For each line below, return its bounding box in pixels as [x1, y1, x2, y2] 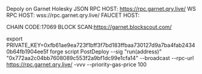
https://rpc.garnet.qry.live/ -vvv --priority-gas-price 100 [6, 61, 147, 68]
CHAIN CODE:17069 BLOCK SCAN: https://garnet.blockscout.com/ [6, 24, 172, 30]
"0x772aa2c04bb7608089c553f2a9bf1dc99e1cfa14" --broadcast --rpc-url [6, 55, 194, 61]
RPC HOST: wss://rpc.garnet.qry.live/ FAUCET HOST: [6, 12, 140, 19]
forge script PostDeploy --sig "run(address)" [49, 48, 162, 55]
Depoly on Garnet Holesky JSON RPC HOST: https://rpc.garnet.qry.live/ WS [6, 5, 197, 12]
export [6, 35, 23, 42]
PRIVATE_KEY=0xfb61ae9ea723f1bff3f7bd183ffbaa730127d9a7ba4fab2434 [6, 42, 196, 49]
